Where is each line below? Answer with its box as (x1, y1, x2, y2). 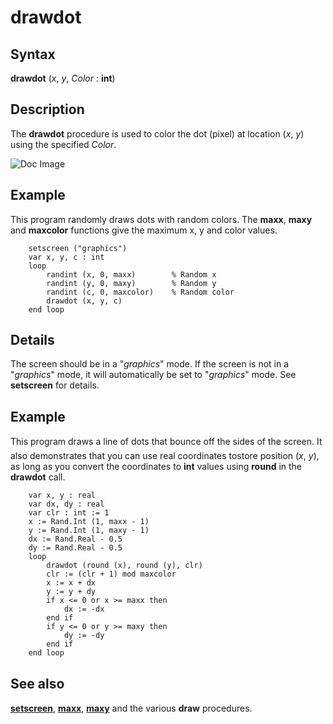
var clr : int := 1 (28, 508, 110, 518)
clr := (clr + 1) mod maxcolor (46, 569, 177, 580)
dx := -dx (63, 604, 105, 615)
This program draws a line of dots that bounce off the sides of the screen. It (10, 436, 323, 448)
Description (10, 101, 85, 118)
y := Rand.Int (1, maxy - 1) (28, 526, 150, 536)
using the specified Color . (10, 138, 117, 150)
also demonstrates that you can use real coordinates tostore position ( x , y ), (10, 450, 320, 462)
